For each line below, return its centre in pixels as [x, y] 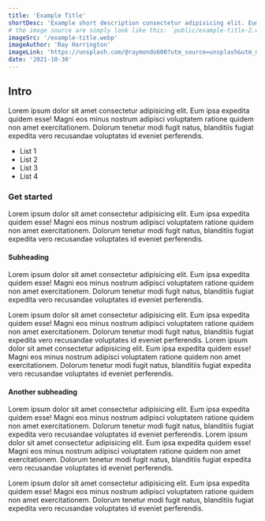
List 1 [28, 151]
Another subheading [43, 392]
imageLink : [26, 52]
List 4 [29, 176]
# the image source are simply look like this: [88, 30]
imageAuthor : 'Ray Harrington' [60, 45]
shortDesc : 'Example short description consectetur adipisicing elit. [127, 23]
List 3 [28, 167]
